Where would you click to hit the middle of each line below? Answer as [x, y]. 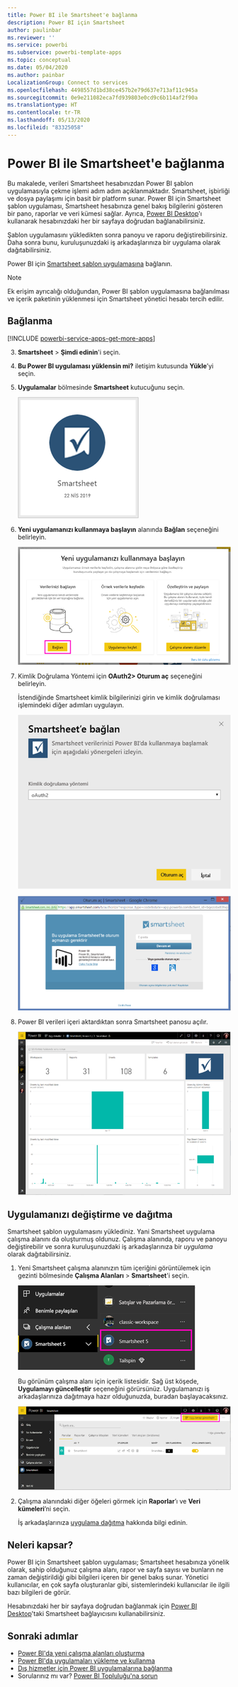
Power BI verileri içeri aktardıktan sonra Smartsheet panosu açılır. [113, 1022]
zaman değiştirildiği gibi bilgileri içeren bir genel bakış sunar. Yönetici [108, 1578]
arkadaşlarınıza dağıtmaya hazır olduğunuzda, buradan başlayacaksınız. [123, 1396]
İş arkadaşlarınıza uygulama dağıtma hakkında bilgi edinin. [102, 1523]
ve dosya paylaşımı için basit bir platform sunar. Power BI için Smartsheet [114, 198]
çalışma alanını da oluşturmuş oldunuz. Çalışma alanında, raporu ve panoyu [117, 1239]
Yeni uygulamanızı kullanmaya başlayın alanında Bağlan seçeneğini [118, 529]
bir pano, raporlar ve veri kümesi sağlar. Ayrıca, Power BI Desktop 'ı [105, 213]
